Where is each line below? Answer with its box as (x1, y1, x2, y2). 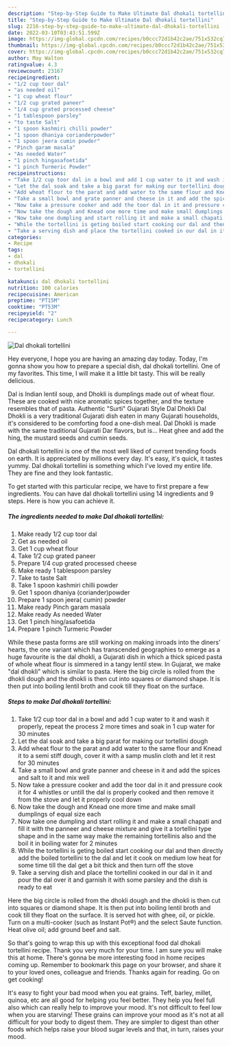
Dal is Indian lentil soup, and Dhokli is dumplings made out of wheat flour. (8, 390, 215, 398)
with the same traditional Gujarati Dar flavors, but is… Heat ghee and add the (8, 426, 224, 434)
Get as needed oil (17, 537, 68, 545)
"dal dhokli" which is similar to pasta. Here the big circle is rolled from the (8, 667, 215, 676)
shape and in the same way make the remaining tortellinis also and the (17, 832, 217, 840)
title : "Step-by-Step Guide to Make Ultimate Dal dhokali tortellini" (8, 16, 214, 23)
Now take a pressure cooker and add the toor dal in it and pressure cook (17, 781, 223, 789)
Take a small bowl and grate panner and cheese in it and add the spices (17, 766, 221, 774)
